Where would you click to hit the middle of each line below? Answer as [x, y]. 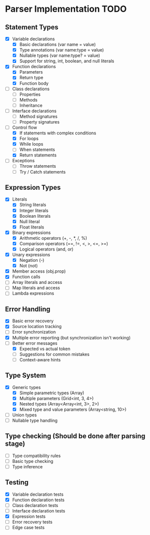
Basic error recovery [33, 321]
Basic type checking [33, 461]
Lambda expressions [33, 293]
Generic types [26, 387]
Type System [26, 375]
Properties [30, 94]
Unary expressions [31, 255]
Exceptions [23, 161]
